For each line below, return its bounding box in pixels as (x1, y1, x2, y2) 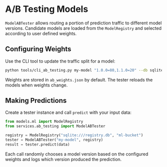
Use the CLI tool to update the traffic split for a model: (5, 58, 115, 64)
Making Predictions (5, 96, 67, 105)
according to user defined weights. (5, 30, 77, 36)
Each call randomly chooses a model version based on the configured (5, 151, 149, 157)
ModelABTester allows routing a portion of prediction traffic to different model (5, 20, 162, 26)
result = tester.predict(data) (5, 142, 70, 147)
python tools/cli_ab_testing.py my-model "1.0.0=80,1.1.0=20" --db (5, 68, 148, 73)
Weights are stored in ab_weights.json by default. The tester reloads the (5, 77, 153, 83)
